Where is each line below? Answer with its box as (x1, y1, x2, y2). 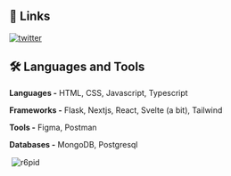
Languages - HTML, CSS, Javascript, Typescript (9, 87, 189, 98)
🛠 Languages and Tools (9, 60, 145, 75)
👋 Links (9, 9, 51, 24)
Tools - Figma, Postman (9, 122, 97, 132)
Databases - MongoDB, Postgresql (9, 139, 138, 149)
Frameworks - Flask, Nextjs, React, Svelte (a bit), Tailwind (9, 104, 223, 116)
